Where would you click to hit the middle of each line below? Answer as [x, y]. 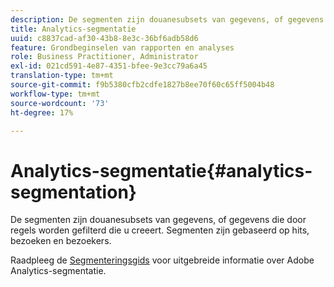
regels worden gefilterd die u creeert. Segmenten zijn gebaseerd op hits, [160, 230]
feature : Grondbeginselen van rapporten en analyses [122, 47]
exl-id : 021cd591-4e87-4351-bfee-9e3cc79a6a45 [109, 66]
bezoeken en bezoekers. [61, 241]
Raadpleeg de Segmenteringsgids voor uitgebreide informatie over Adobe [162, 260]
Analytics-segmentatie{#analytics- [161, 170]
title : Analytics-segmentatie [73, 29]
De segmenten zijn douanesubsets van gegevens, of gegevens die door [158, 220]
